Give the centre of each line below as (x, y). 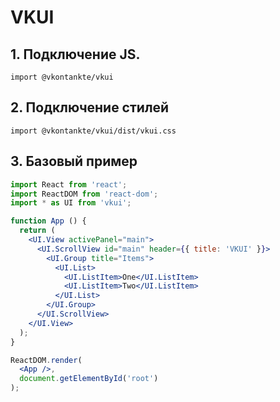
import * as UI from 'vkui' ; (71, 203)
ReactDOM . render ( (46, 360)
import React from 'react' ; (69, 184)
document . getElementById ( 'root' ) (89, 379)
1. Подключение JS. (75, 54)
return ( (37, 231)
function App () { (48, 221)
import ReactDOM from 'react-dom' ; (84, 194)
